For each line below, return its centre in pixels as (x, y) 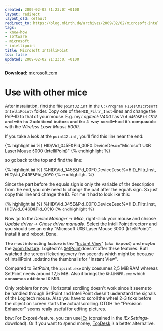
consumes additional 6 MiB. (33, 279)
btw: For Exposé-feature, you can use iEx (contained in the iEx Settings (76, 318)
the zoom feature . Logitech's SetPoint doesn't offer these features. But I (77, 249)
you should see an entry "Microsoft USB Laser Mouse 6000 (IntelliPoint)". (79, 229)
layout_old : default (26, 18)
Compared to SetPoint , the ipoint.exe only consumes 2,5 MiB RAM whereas (81, 268)
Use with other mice (46, 93)
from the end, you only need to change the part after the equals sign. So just (81, 190)
